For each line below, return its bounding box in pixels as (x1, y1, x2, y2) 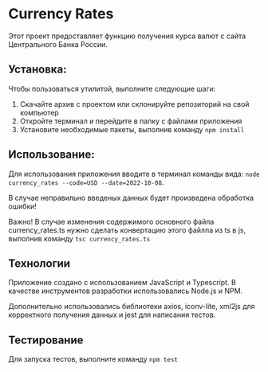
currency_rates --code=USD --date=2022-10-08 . (8, 177, 164, 187)
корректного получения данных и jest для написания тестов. (8, 310, 216, 319)
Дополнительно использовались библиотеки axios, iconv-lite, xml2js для (8, 302, 255, 311)
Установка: (8, 63, 67, 76)
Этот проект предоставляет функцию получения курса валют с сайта (8, 31, 246, 41)
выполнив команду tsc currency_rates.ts (8, 233, 151, 243)
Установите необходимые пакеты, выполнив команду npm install (19, 124, 245, 134)
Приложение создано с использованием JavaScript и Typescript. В (8, 278, 237, 288)
